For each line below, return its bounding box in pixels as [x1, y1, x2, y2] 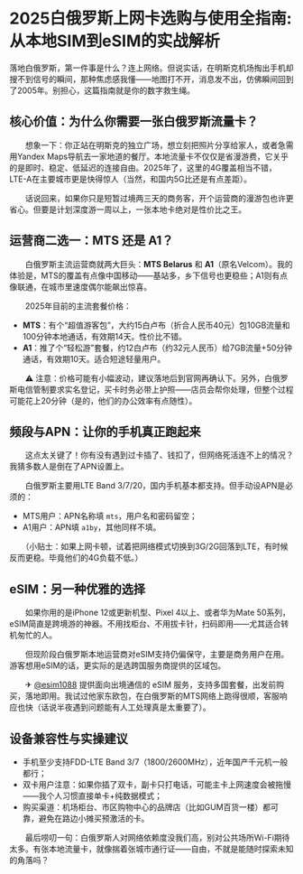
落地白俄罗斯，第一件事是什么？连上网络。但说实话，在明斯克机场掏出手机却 [9, 62, 294, 73]
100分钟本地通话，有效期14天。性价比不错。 [22, 330, 187, 341]
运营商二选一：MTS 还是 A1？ [9, 233, 174, 248]
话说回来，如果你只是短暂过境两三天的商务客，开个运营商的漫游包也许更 [24, 192, 294, 203]
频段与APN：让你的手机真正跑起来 [9, 423, 201, 439]
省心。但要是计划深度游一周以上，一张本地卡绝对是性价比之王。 [9, 204, 246, 215]
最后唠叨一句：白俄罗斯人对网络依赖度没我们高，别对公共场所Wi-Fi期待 [24, 832, 290, 842]
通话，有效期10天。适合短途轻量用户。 [22, 353, 166, 364]
